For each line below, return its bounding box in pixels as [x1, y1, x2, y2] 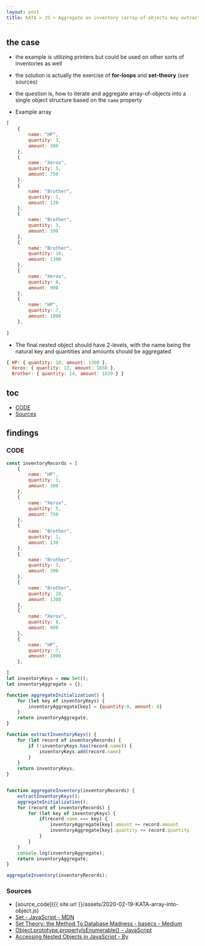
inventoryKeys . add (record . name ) [38, 748, 121, 754]
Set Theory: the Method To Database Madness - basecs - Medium [15, 920, 182, 928]
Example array [15, 108, 52, 116]
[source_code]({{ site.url [15, 901, 77, 908]
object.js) [15, 907, 39, 914]
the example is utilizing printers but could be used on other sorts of [15, 53, 184, 61]
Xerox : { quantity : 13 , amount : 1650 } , [12, 365, 116, 371]
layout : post [6, 9, 40, 15]
